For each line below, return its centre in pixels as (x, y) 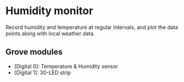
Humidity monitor (50, 11)
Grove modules (34, 52)
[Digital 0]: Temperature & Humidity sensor (66, 66)
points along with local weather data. (50, 33)
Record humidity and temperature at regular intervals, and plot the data (92, 27)
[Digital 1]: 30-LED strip (42, 73)
